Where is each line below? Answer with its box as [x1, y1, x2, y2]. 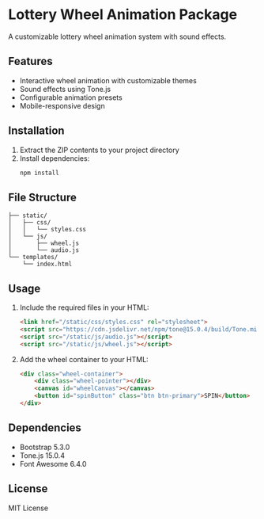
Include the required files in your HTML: [19, 303, 149, 312]
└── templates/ [8, 254, 58, 261]
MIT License [8, 503, 49, 513]
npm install [19, 169, 59, 177]
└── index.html [22, 260, 73, 269]
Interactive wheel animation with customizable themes [19, 75, 198, 85]
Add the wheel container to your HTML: [19, 354, 149, 364]
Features [8, 55, 53, 68]
